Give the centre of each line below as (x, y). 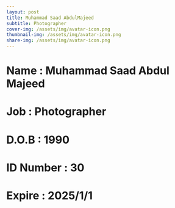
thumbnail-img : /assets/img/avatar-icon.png (64, 35)
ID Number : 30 (45, 167)
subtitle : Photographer (37, 23)
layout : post (23, 12)
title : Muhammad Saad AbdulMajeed (50, 18)
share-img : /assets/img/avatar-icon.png (59, 40)
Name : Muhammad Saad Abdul (88, 71)
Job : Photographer (56, 112)
